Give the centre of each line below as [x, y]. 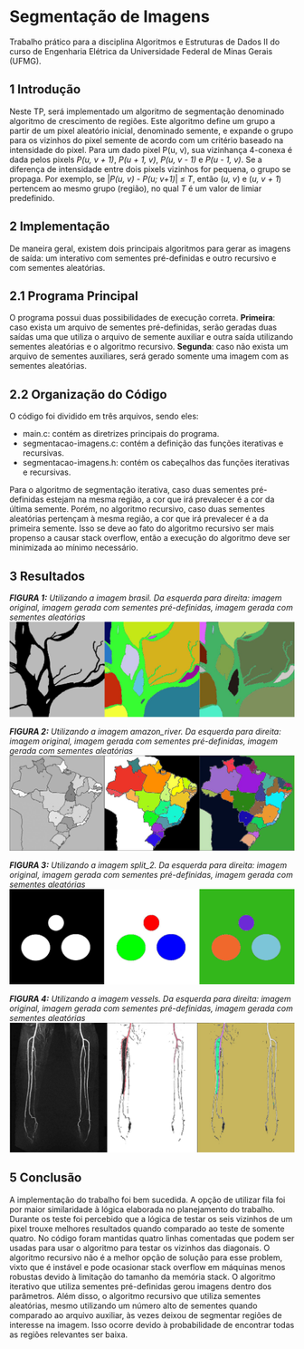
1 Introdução [45, 89]
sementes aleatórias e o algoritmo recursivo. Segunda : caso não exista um [149, 347]
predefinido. [32, 198]
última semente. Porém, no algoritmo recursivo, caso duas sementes [137, 509]
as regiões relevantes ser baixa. [69, 1335]
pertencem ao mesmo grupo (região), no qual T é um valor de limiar [136, 188]
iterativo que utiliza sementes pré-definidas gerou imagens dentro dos [141, 1286]
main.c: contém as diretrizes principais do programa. [121, 434]
